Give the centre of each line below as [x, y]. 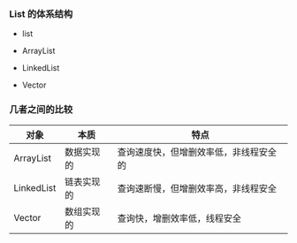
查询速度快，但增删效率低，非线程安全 [197, 152]
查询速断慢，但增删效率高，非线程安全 [197, 188]
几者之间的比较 [41, 110]
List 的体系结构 [41, 13]
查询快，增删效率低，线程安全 [179, 218]
